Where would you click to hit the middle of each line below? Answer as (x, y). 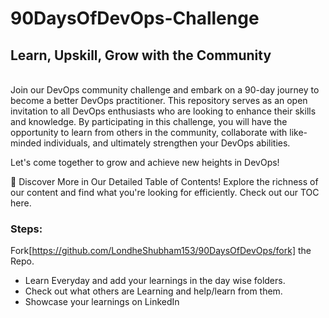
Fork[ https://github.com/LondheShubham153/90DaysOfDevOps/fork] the (161, 251)
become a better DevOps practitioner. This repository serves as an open (159, 100)
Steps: (26, 229)
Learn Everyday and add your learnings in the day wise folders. (155, 281)
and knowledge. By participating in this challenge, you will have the (149, 121)
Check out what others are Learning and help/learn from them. (153, 291)
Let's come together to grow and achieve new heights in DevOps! (145, 162)
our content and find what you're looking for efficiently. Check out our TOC (165, 192)
